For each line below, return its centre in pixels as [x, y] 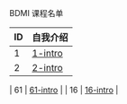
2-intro [47, 68]
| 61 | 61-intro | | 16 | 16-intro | [64, 90]
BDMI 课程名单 [36, 13]
